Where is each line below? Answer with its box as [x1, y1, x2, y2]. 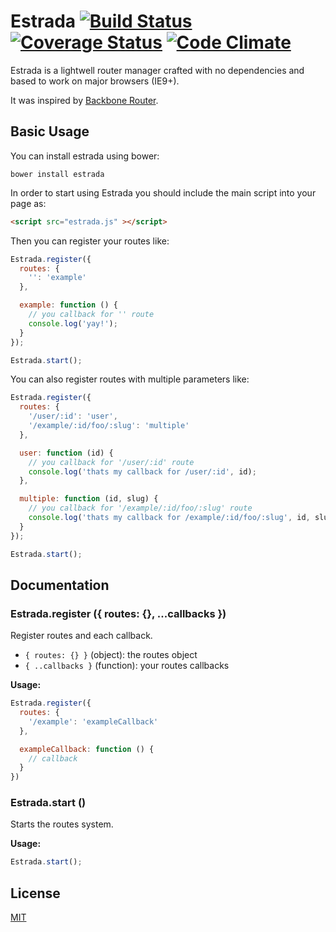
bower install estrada [10, 169, 105, 179]
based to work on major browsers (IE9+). [10, 75, 180, 87]
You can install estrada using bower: [10, 150, 160, 162]
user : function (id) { [19, 448, 114, 458]
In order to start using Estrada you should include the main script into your [10, 186, 317, 199]
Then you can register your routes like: [10, 235, 170, 247]
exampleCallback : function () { [19, 744, 155, 754]
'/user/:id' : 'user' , [28, 411, 118, 422]
